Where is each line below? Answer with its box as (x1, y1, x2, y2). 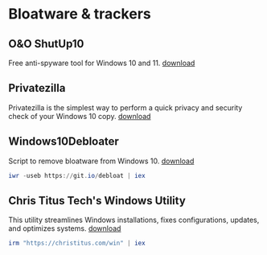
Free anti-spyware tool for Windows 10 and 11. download (8, 58, 195, 68)
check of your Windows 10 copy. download (8, 111, 151, 121)
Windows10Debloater (8, 134, 119, 149)
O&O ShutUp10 (8, 37, 84, 51)
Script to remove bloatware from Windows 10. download (8, 156, 195, 166)
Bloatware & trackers (8, 5, 151, 23)
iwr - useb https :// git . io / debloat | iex (8, 171, 146, 179)
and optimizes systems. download (8, 224, 121, 233)
